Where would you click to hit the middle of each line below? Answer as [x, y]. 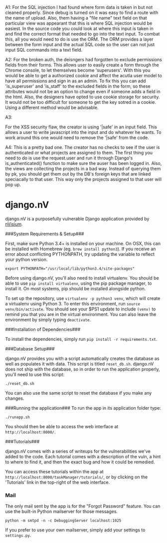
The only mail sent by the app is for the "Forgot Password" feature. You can [83, 506]
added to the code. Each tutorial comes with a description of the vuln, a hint [83, 456]
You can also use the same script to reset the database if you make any [79, 393]
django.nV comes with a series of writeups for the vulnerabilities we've [78, 451]
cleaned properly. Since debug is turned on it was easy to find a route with [82, 13]
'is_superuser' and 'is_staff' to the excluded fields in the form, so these [78, 86]
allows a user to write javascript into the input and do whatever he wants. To [83, 132]
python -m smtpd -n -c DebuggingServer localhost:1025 [63, 521]
